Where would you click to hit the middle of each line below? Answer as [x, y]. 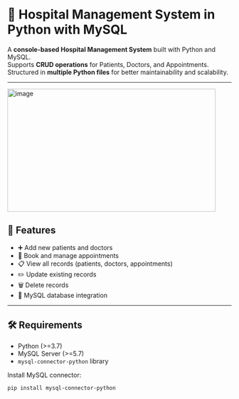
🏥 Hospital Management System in [111, 15]
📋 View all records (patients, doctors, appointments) [95, 264]
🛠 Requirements [45, 325]
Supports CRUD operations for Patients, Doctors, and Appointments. [108, 64]
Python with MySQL [68, 30]
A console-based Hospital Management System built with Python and [111, 49]
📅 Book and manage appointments [68, 255]
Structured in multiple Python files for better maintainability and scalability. [118, 72]
